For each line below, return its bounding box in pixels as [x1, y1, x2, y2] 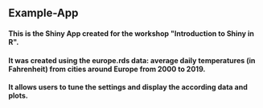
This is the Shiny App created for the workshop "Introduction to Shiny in [8, 28, 255, 38]
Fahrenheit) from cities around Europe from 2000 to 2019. [8, 64, 206, 74]
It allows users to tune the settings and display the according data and [8, 82, 248, 92]
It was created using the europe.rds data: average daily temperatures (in [8, 55, 256, 65]
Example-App [8, 6, 79, 20]
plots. [8, 91, 28, 101]
